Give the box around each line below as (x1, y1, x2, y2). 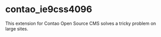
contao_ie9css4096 (5, 4, 92, 15)
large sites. (5, 25, 28, 31)
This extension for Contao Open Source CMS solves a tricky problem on (5, 20, 156, 26)
